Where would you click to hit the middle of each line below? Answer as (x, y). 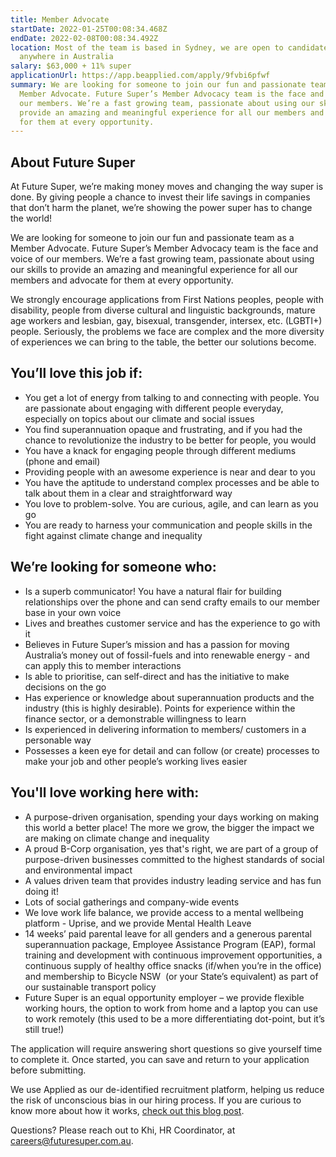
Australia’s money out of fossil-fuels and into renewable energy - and (167, 655)
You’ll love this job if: (76, 373)
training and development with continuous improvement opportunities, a (173, 955)
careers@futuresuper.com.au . (72, 1140)
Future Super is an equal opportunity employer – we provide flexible (164, 997)
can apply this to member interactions (103, 665)
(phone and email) (62, 461)
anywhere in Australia (66, 57)
